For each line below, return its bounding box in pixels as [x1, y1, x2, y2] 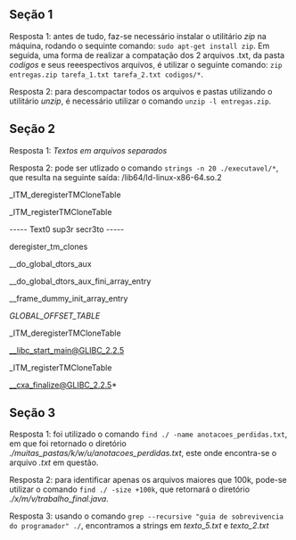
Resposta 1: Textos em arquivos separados [9, 145, 168, 155]
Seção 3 [9, 405, 56, 420]
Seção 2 [9, 121, 56, 137]
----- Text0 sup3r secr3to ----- [9, 223, 125, 235]
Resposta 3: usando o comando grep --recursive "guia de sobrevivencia [9, 511, 284, 521]
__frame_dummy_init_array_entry [9, 293, 128, 303]
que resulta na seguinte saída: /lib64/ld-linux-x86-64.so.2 [9, 171, 223, 182]
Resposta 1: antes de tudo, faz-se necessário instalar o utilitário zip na [9, 30, 267, 41]
